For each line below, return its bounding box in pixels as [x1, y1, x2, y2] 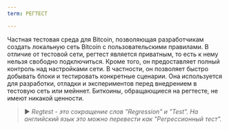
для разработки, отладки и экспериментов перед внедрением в [7, 79, 197, 87]
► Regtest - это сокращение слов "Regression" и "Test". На [23, 107, 199, 115]
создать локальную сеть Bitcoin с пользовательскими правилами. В [7, 42, 209, 50]
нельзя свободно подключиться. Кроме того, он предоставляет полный [7, 57, 220, 66]
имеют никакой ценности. [7, 94, 84, 102]
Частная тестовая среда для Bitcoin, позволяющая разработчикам [7, 35, 204, 44]
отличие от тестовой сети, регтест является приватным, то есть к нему [7, 50, 219, 58]
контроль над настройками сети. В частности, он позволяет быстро [7, 64, 209, 73]
